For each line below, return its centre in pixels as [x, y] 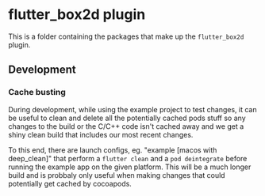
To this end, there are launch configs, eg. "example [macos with [113, 150]
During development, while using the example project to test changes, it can [132, 109]
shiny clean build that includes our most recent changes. [101, 134]
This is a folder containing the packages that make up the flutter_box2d [126, 36]
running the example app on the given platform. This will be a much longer [130, 167]
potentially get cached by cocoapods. [70, 183]
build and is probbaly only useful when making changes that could [117, 175]
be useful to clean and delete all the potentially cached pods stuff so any [127, 118]
